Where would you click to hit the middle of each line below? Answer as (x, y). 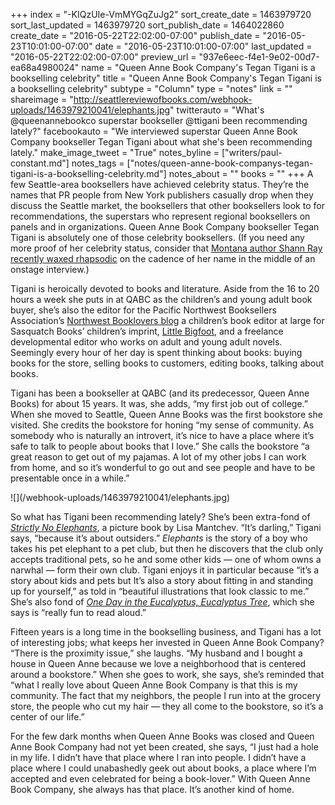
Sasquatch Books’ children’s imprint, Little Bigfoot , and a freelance (147, 331)
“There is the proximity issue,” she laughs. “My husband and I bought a (156, 653)
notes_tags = (98, 163)
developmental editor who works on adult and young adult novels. (146, 342)
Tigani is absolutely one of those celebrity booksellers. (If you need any (157, 237)
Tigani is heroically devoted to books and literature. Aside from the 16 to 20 (165, 288)
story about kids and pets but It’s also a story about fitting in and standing (162, 580)
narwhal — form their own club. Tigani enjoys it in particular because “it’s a (165, 570)
